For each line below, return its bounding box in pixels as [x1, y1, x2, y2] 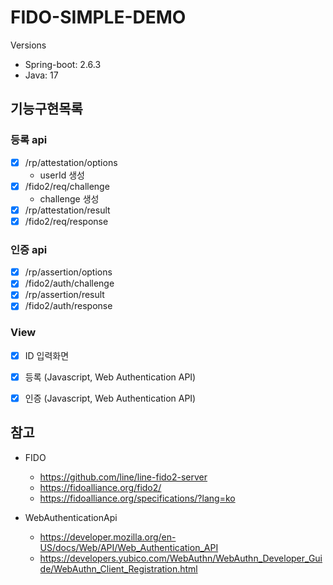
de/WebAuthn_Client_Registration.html [39, 562, 198, 575]
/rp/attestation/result [24, 204, 111, 216]
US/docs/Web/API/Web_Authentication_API [39, 541, 219, 553]
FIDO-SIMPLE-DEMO [10, 6, 187, 29]
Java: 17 [24, 69, 59, 81]
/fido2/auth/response [24, 300, 113, 312]
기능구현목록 [10, 101, 83, 118]
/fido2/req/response [24, 215, 109, 227]
